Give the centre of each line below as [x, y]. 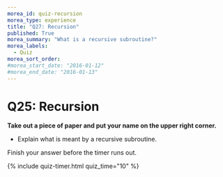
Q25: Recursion [53, 106]
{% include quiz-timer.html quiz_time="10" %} [73, 166]
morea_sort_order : [34, 59]
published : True [31, 33]
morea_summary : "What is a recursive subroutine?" [82, 40]
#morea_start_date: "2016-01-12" [56, 66]
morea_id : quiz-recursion [45, 14]
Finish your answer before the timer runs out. [72, 153]
